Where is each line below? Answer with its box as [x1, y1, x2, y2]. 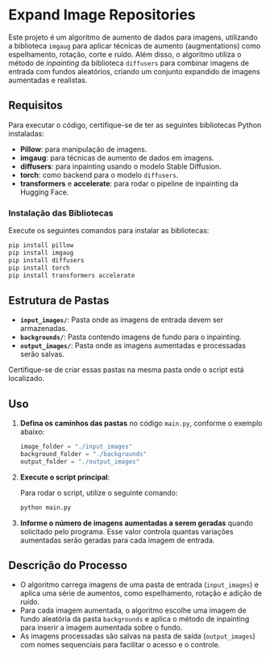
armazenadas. [19, 324, 68, 333]
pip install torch [8, 264, 70, 272]
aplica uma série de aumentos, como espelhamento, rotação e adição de [19, 588, 263, 598]
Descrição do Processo [8, 559, 127, 572]
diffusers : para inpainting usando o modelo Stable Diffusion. [19, 161, 222, 171]
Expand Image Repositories [8, 6, 196, 24]
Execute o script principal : [19, 472, 110, 482]
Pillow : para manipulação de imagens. [19, 144, 147, 154]
